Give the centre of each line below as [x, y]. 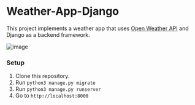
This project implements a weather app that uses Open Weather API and [97, 28]
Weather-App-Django [63, 11]
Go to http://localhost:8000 [52, 96]
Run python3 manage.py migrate [55, 83]
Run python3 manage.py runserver [58, 89]
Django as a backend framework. [48, 34]
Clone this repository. [42, 76]
